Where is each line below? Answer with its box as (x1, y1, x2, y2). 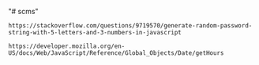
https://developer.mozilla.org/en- (8, 42, 126, 50)
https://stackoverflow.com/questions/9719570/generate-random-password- (8, 22, 253, 30)
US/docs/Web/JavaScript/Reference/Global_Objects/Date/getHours (8, 49, 224, 57)
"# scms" (8, 7, 39, 16)
